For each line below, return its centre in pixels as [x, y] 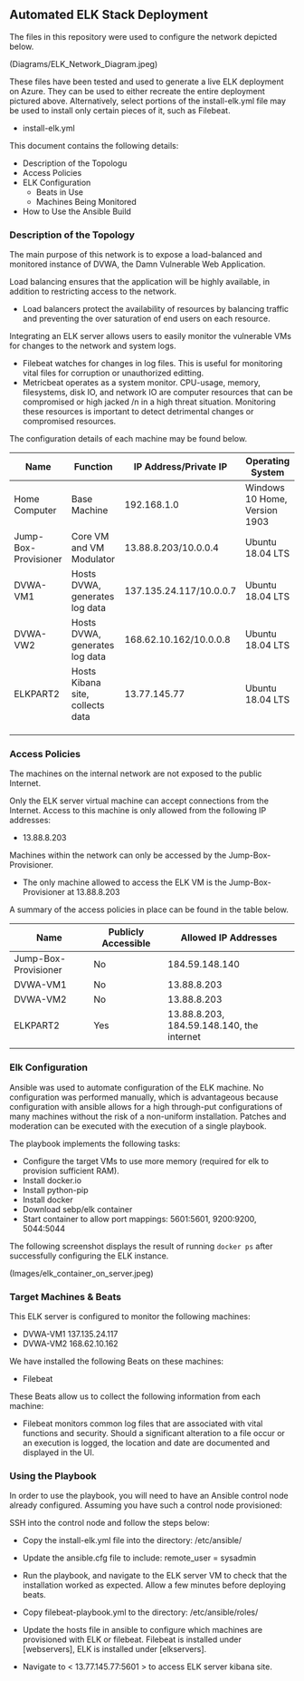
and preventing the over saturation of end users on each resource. [146, 319]
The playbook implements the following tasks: [95, 1143]
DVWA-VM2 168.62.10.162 [71, 1344]
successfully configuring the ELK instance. [89, 1256]
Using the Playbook [53, 1475]
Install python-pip [55, 1190]
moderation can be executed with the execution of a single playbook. [138, 1126]
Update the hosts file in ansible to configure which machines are [142, 1630]
